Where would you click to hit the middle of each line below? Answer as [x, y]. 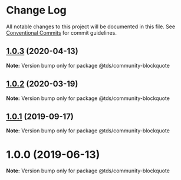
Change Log [36, 10]
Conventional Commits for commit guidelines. [61, 32]
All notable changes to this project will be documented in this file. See [91, 26]
